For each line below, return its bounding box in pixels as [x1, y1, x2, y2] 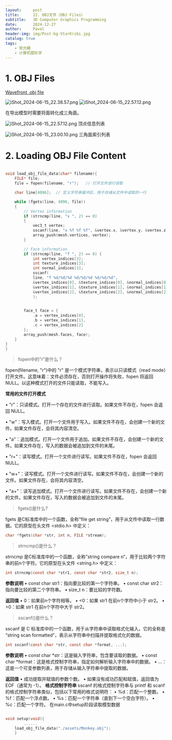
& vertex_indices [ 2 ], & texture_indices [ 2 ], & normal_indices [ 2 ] [32, 289, 168, 294]
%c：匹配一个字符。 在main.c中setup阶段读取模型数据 [5, 701, 120, 707]
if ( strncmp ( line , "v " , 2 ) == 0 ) [24, 214, 97, 219]
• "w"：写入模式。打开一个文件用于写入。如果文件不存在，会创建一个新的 [5, 419, 161, 425]
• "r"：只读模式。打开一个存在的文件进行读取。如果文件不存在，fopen [5, 401, 153, 408]
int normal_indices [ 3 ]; [32, 266, 83, 271]
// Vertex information [24, 208, 72, 214]
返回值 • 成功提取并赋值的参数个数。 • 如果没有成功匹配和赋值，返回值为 [5, 675, 159, 682]
